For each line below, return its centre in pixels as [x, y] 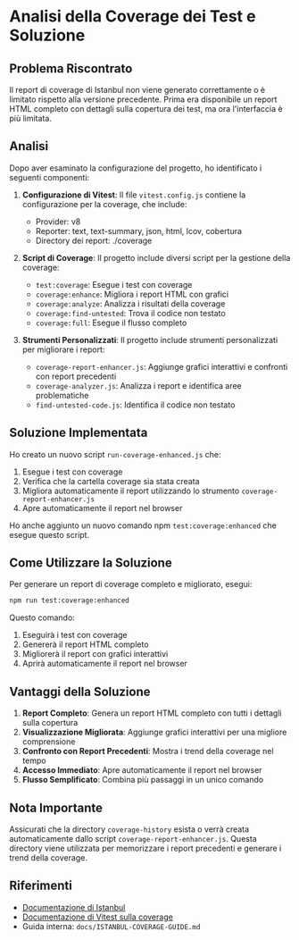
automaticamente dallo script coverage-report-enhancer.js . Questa [133, 838]
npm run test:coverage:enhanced [69, 600]
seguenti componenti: [50, 177]
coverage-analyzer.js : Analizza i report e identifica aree [139, 385]
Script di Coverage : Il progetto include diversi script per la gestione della [156, 257]
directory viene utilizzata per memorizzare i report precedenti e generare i [145, 848]
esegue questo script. [50, 534]
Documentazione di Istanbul [74, 907]
